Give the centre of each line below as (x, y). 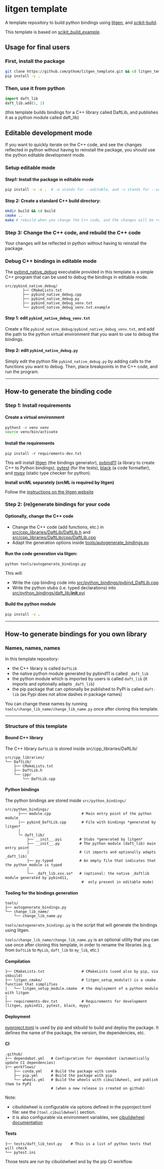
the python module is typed (34, 865)
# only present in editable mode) (117, 882)
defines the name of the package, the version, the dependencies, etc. (75, 1033)
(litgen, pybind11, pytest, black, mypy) (48, 1006)
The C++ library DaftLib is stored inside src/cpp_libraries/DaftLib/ (71, 749)
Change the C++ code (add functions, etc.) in (58, 527)
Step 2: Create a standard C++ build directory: (53, 201)
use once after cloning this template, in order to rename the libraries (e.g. (79, 945)
